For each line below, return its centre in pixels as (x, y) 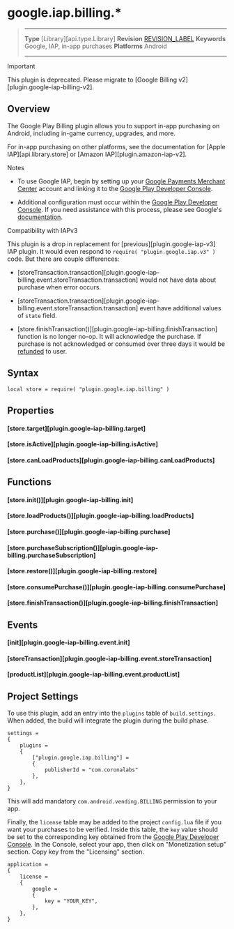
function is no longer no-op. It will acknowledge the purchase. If (109, 336)
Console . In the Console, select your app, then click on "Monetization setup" (117, 845)
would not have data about (178, 280)
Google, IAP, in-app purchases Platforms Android (95, 46)
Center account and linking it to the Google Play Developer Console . (115, 188)
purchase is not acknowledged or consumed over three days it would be (121, 344)
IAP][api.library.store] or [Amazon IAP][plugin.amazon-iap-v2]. (97, 154)
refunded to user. (42, 351)
